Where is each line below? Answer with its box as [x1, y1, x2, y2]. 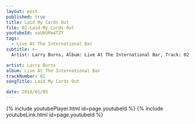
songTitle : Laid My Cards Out [6, 79, 80, 84]
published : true [6, 14, 46, 20]
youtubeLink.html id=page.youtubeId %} [6, 111, 104, 118]
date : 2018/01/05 [6, 89, 48, 95]
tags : [6, 36, 19, 41]
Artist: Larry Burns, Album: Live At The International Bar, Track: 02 [11, 52, 190, 58]
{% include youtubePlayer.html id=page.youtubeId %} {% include [6, 105, 163, 112]
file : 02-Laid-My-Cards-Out [6, 24, 75, 31]
